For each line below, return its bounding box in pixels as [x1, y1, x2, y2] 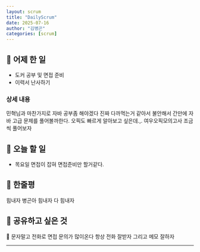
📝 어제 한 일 [6, 54, 46, 64]
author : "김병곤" [6, 25, 46, 32]
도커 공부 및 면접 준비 [14, 71, 64, 78]
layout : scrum [6, 8, 42, 15]
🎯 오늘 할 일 [6, 144, 46, 154]
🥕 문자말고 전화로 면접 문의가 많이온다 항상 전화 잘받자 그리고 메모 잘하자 [6, 233, 174, 240]
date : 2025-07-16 [6, 20, 49, 26]
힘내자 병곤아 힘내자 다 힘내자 [6, 197, 75, 204]
